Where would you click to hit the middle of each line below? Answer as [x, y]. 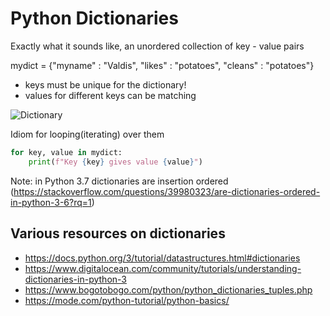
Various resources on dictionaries [118, 233]
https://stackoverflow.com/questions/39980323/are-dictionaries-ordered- [167, 191]
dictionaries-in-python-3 [75, 279]
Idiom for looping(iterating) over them [87, 134]
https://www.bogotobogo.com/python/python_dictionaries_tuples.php [168, 289]
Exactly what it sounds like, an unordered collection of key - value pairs [157, 46]
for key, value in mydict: [66, 152]
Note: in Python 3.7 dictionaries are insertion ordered [119, 181]
